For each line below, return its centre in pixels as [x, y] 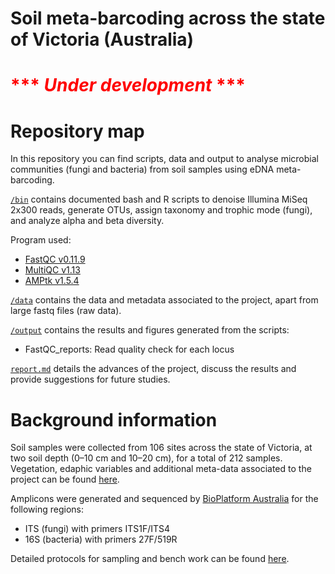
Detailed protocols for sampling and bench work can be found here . [150, 559]
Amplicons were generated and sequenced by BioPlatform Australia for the [164, 499]
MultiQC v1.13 [52, 270]
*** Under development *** [128, 85]
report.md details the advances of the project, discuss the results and [153, 369]
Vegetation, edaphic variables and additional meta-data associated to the [161, 469]
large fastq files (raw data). [66, 311]
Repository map [77, 131]
